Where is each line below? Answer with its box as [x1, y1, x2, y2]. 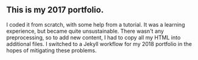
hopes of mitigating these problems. [6, 47, 97, 54]
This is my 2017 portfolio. [6, 5, 104, 15]
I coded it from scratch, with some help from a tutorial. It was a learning [6, 21, 185, 28]
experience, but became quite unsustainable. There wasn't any [6, 27, 164, 35]
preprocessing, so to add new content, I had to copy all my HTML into [6, 33, 181, 41]
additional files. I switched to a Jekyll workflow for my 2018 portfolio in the [6, 40, 193, 47]
